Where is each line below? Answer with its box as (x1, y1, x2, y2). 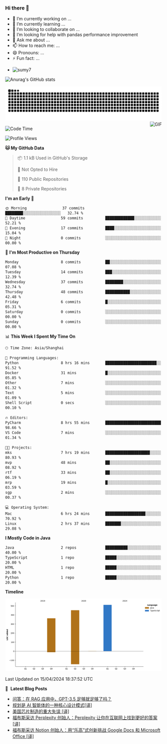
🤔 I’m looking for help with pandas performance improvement (12, 32, 138, 38)
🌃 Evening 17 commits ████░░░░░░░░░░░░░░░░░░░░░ (5, 226, 162, 231)
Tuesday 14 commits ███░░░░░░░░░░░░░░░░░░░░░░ (5, 270, 162, 275)
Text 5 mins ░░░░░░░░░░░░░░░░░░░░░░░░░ (5, 391, 162, 396)
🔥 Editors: (5, 416, 28, 421)
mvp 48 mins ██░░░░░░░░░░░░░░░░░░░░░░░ (5, 460, 162, 465)
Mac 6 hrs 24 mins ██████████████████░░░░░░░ (5, 511, 162, 516)
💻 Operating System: (5, 505, 50, 510)
